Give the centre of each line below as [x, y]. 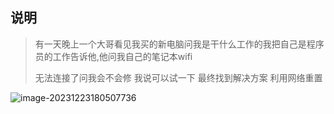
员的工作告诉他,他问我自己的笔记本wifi [113, 56]
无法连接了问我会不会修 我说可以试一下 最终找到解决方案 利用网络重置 [178, 77]
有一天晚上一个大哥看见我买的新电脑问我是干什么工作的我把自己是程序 [179, 44]
